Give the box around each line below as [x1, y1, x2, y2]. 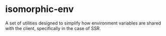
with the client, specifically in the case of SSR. [5, 25, 101, 31]
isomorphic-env [5, 3, 74, 15]
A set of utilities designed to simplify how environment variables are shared [5, 20, 161, 26]
